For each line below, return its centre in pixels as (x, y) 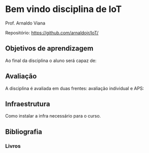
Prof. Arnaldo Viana (25, 23)
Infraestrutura (28, 104)
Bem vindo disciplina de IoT (63, 9)
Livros (13, 146)
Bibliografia (24, 132)
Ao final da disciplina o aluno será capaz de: (51, 60)
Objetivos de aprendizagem (49, 48)
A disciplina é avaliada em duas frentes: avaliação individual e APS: (75, 88)
